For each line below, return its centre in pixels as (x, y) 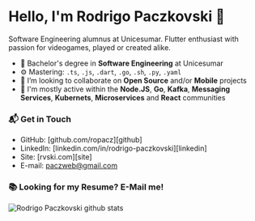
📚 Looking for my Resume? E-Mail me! (86, 187)
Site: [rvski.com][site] (56, 157)
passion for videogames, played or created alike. (90, 47)
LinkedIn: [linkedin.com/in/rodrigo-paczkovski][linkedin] (114, 148)
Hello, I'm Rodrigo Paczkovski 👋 (117, 17)
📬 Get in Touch (40, 119)
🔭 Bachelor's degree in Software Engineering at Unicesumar (122, 63)
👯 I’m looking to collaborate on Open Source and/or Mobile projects (133, 80)
